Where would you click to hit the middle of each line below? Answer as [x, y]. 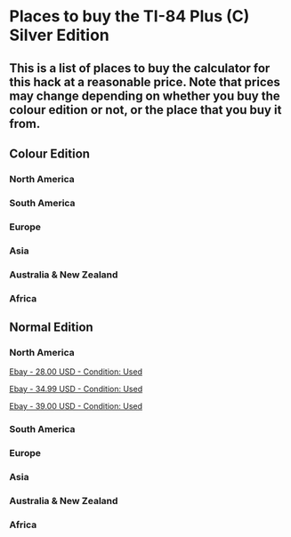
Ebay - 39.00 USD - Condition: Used [76, 406]
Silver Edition [59, 35]
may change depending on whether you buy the [145, 96]
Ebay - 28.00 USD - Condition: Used [76, 372]
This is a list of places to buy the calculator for [140, 68]
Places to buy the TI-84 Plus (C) [129, 16]
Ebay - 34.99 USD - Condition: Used [76, 389]
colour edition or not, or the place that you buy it [145, 110]
